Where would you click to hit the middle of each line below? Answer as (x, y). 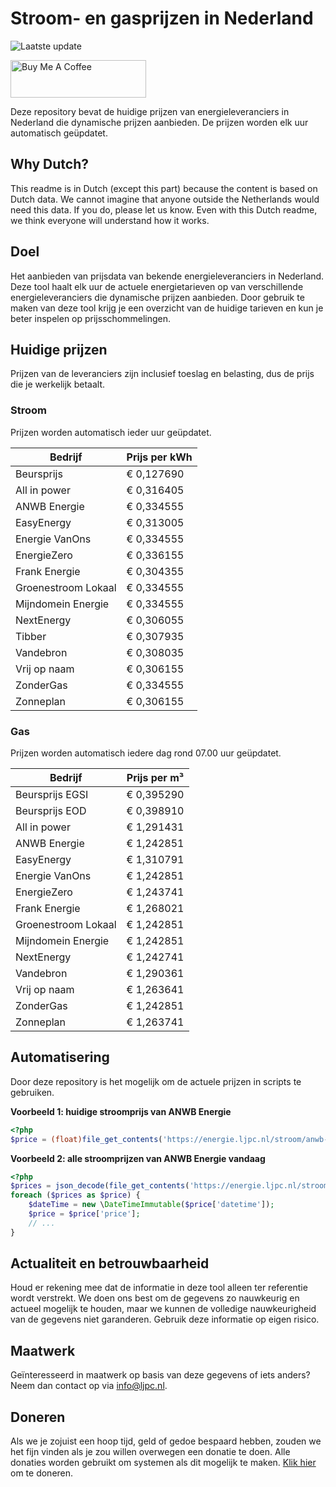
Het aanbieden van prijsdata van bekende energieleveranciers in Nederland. (167, 276)
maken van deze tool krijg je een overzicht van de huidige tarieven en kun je (167, 308)
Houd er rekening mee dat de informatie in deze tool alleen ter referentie (159, 1288)
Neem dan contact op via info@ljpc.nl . (89, 1386)
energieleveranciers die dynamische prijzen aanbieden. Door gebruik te (157, 297)
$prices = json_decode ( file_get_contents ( (100, 1186)
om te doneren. (42, 1473)
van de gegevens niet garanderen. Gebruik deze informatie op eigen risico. (165, 1319)
